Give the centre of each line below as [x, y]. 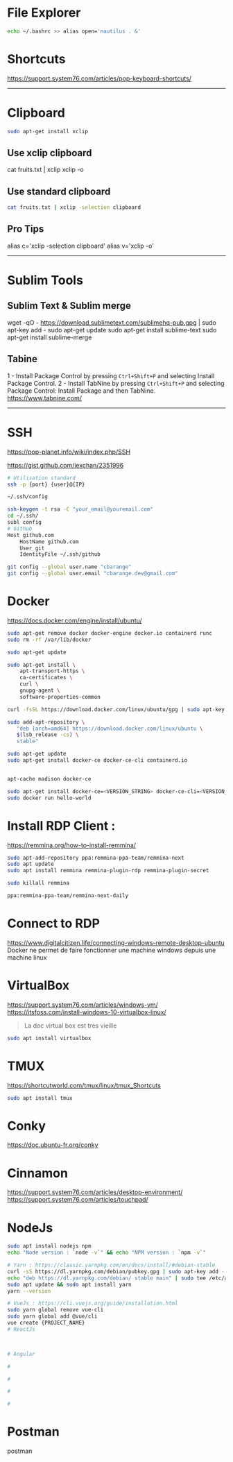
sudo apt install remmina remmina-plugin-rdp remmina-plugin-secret [108, 871]
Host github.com [31, 535]
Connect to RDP [54, 924]
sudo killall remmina [38, 883]
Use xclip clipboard [50, 153]
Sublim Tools [45, 281]
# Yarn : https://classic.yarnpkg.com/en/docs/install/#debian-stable [111, 1265]
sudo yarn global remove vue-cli [55, 1310]
